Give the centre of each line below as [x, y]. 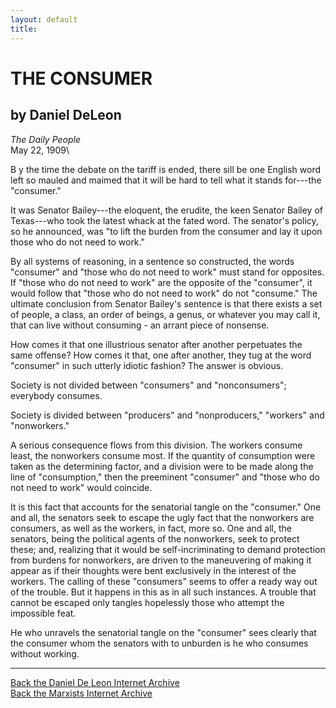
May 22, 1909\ [40, 150]
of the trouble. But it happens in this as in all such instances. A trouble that [163, 592]
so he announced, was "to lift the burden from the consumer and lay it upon [166, 231]
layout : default [44, 19]
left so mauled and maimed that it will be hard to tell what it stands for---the [166, 180]
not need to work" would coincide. [81, 487]
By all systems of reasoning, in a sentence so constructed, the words [152, 261]
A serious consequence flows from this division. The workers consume [156, 445]
